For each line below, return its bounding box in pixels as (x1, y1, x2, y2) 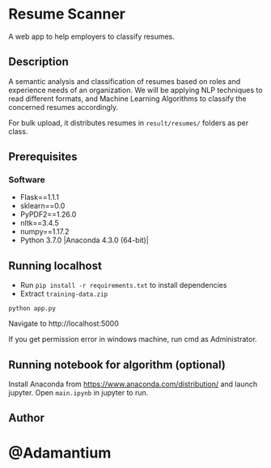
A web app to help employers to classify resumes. (8, 32, 176, 41)
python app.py (8, 305, 57, 313)
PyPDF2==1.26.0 (19, 209, 77, 219)
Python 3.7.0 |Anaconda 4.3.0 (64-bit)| (19, 235, 150, 245)
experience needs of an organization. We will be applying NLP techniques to (8, 85, 263, 95)
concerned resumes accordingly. (8, 102, 119, 112)
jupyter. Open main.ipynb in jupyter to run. (8, 388, 149, 398)
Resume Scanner (8, 5, 125, 23)
